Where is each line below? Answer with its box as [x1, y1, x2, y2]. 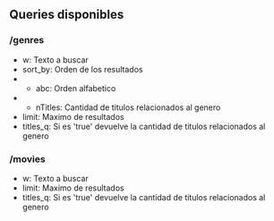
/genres [9, 34, 45, 47]
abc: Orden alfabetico [35, 82, 116, 93]
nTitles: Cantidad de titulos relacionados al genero [35, 102, 221, 113]
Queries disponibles [9, 7, 124, 22]
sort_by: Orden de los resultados [21, 64, 143, 74]
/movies [9, 152, 47, 165]
